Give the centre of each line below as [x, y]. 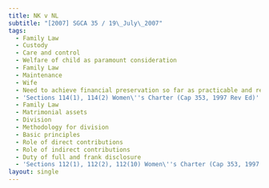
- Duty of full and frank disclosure [78, 157]
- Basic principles [48, 134]
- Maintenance [39, 75]
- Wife [26, 82]
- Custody [32, 46]
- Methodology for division [62, 127]
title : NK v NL [34, 16]
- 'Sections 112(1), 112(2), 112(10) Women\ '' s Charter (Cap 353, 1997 [138, 165]
